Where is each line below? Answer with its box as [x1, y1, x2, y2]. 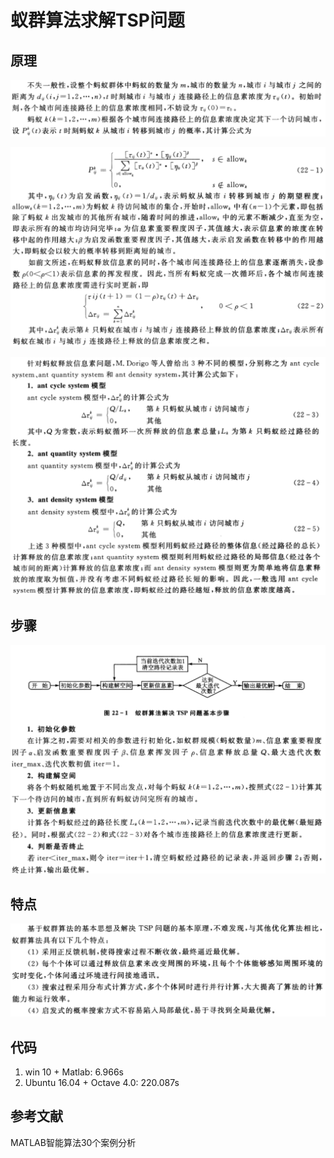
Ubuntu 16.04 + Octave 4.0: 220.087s [24, 1076, 180, 1088]
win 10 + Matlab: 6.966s [24, 1066, 124, 1078]
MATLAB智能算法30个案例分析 [10, 1136, 137, 1148]
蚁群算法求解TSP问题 [10, 9, 186, 32]
